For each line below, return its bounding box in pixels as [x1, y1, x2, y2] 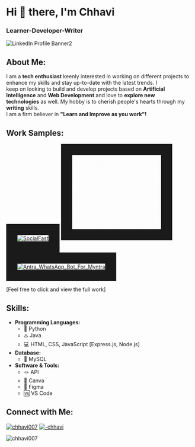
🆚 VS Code [23, 389, 53, 397]
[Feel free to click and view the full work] [6, 286, 106, 293]
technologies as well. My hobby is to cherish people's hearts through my [6, 98, 185, 106]
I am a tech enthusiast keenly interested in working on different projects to [6, 73, 190, 80]
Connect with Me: [6, 407, 73, 417]
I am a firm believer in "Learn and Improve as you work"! [6, 111, 147, 118]
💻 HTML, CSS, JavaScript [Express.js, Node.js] [23, 340, 140, 347]
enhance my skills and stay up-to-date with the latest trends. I [6, 79, 158, 87]
